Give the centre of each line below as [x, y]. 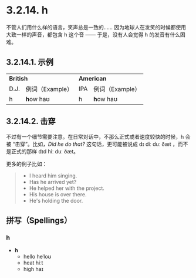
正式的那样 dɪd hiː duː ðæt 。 [45, 151]
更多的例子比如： [27, 164]
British [18, 78]
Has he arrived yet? [53, 182]
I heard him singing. [53, 175]
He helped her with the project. [67, 188]
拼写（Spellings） [39, 220]
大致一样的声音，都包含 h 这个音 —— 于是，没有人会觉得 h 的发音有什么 [93, 34]
